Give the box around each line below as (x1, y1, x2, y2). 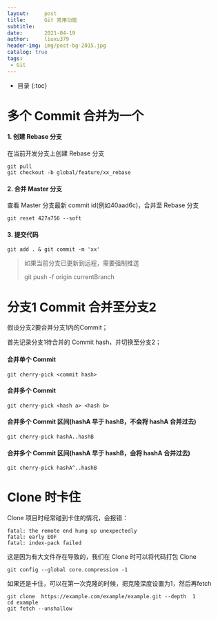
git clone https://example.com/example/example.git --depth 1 (7, 593, 196, 600)
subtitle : (7, 23, 36, 30)
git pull (7, 163, 32, 170)
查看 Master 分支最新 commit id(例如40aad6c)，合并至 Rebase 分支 (7, 201, 199, 209)
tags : (7, 55, 23, 62)
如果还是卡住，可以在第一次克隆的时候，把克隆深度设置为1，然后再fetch (7, 580, 212, 588)
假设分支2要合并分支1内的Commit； (7, 323, 108, 332)
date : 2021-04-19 (7, 29, 76, 37)
